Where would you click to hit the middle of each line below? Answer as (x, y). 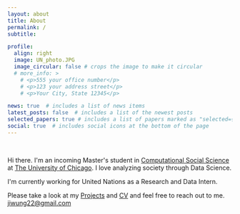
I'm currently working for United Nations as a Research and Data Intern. (112, 181)
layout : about (29, 14)
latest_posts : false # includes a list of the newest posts (100, 113)
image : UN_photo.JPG (44, 60)
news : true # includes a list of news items (76, 106)
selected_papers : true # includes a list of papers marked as (102, 119)
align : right (33, 53)
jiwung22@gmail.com (39, 203)
